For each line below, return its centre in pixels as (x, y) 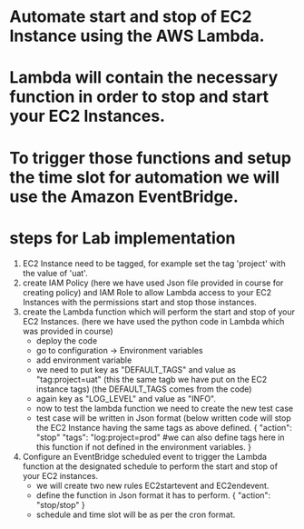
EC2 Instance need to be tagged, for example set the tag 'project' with (154, 263)
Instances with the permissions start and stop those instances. (139, 302)
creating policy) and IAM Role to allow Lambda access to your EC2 (147, 292)
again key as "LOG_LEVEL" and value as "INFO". (126, 398)
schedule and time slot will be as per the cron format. (136, 514)
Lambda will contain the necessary (144, 78)
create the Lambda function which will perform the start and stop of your (159, 312)
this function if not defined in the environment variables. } (144, 446)
